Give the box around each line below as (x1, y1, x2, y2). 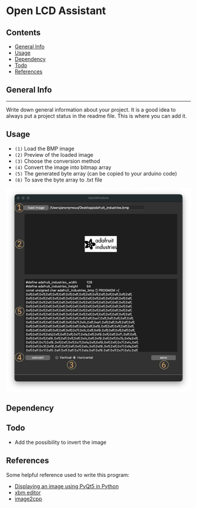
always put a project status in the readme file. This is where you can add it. (6, 112, 187, 119)
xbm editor (14, 489, 41, 496)
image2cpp (14, 495, 42, 502)
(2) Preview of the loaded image (14, 151, 94, 158)
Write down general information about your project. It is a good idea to (6, 106, 176, 113)
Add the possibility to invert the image (14, 439, 107, 446)
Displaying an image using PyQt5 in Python (14, 483, 119, 490)
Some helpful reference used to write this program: (6, 471, 130, 478)
